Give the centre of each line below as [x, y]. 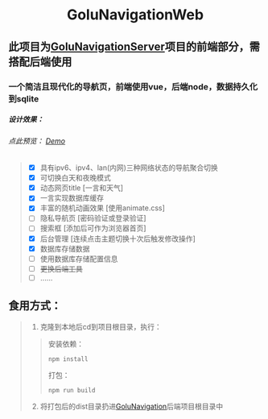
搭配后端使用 [40, 62]
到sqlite [24, 98]
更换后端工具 [61, 268]
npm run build [72, 390]
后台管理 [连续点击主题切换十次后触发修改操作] [118, 239]
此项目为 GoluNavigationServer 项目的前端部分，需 [134, 46]
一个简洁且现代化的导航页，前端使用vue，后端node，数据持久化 [133, 86]
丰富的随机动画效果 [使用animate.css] [102, 208]
